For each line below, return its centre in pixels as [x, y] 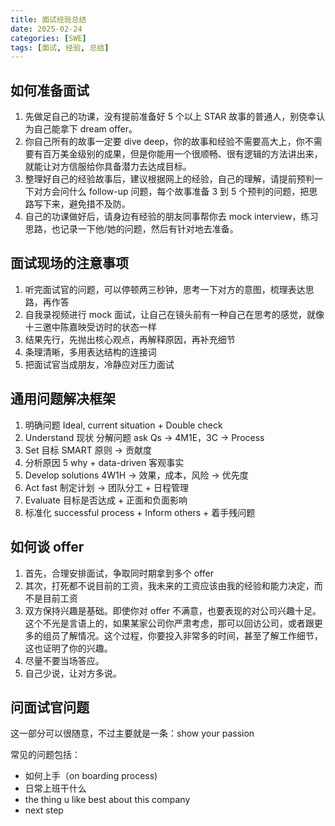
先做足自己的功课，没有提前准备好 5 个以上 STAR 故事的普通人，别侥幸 [170, 117]
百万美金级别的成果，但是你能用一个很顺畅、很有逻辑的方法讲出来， [182, 154]
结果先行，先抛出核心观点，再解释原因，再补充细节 [130, 339]
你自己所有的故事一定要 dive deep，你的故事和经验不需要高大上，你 [164, 142]
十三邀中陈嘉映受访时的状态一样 [90, 327]
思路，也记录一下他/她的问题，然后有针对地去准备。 [131, 229]
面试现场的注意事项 [69, 263]
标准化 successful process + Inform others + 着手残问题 [140, 512]
